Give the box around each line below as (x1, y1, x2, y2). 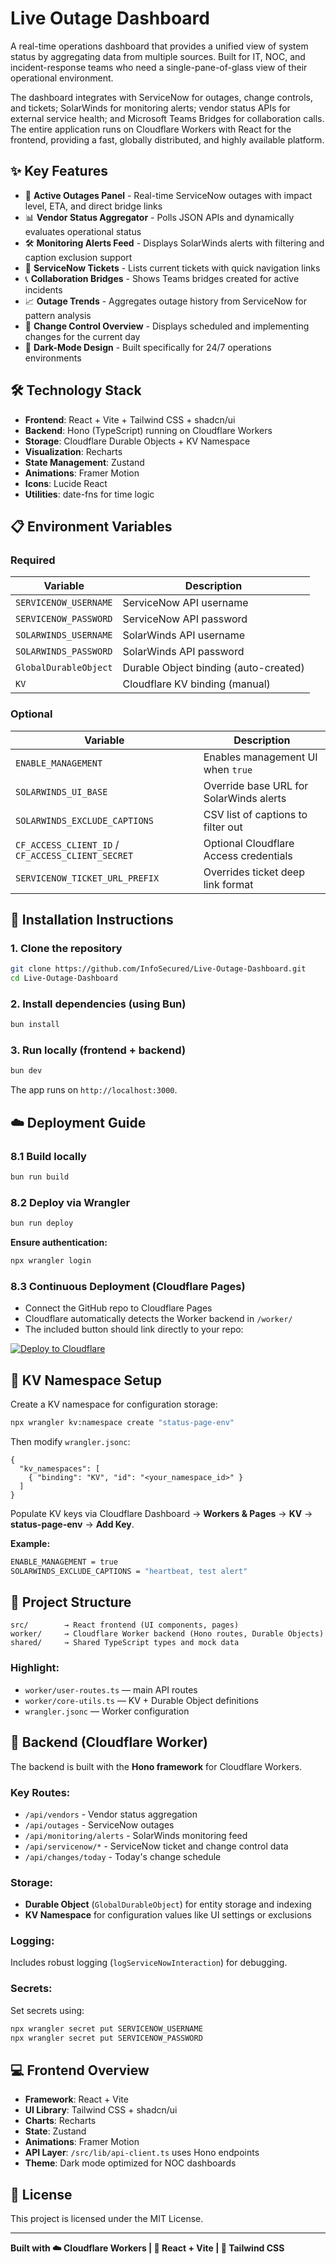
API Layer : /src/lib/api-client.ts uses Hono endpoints (24, 2147, 260, 2159)
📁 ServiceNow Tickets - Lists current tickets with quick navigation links (24, 262, 321, 274)
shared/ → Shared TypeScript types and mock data (10, 1638, 240, 1648)
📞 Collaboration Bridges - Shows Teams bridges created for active (24, 272, 300, 284)
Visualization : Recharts (24, 445, 123, 457)
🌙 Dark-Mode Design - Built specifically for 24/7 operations (24, 341, 272, 353)
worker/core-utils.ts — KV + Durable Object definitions (24, 1694, 259, 1706)
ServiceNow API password (122, 612, 248, 626)
